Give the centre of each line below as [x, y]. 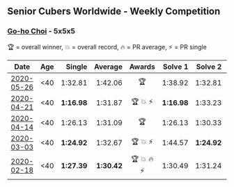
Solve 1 [175, 67]
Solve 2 [209, 67]
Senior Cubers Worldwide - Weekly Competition [114, 11]
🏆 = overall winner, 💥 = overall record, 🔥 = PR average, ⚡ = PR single [107, 47]
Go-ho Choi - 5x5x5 [41, 31]
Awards [142, 67]
